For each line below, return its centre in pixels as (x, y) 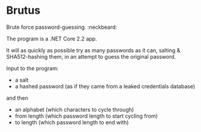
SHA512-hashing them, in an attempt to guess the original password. (91, 56)
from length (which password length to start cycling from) (86, 116)
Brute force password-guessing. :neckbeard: (62, 27)
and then (17, 98)
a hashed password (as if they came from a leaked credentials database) (105, 86)
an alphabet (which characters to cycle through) (74, 109)
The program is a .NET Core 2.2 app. (52, 38)
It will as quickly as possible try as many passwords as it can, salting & (93, 50)
